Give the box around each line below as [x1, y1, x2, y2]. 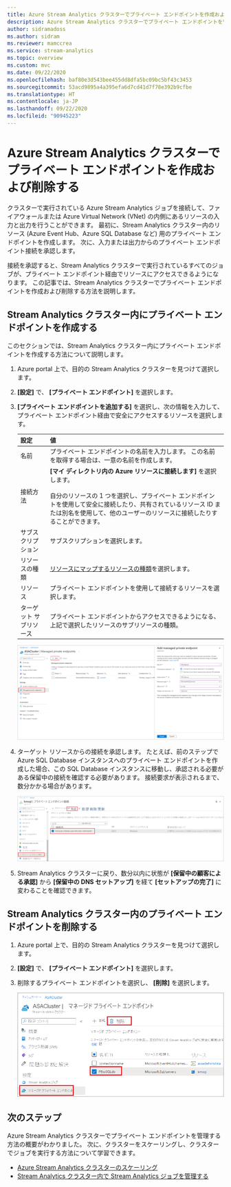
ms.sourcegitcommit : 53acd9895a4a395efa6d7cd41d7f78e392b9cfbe [7, 83, 192, 91]
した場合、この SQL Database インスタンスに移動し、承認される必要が [23, 765, 224, 773]
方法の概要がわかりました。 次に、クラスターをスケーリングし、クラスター [7, 1140, 219, 1148]
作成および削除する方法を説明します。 [30, 287, 140, 295]
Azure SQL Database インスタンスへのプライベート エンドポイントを [16, 756, 212, 764]
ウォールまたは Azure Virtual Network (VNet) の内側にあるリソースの [19, 212, 214, 220]
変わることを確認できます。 [16, 886, 96, 894]
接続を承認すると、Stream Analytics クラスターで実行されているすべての [7, 261, 212, 269]
